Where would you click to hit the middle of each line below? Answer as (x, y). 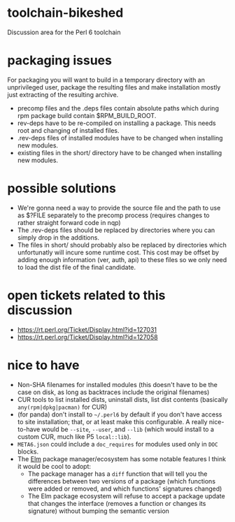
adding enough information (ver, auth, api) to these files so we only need (122, 259)
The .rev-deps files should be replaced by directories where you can (116, 230)
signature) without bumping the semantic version (99, 511)
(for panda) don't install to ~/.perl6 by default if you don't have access (120, 414)
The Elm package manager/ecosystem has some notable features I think (121, 458)
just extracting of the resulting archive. (63, 94)
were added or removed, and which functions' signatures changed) (125, 488)
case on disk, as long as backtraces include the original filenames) (113, 392)
